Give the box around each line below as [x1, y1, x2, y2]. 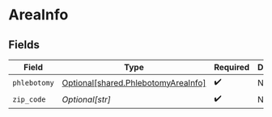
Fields [8, 38, 40, 52]
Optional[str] [62, 94, 111, 105]
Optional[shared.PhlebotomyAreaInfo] [62, 77, 206, 88]
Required [214, 62, 250, 73]
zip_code [12, 94, 46, 104]
